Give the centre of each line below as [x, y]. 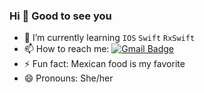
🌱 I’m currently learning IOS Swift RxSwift [109, 38]
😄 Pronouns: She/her [68, 78]
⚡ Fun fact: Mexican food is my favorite [104, 64]
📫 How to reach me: [66, 49]
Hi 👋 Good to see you [60, 16]
